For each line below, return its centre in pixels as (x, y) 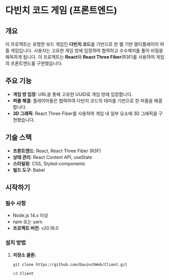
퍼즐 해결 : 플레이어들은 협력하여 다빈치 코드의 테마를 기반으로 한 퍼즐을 (83, 101)
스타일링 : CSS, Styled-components (49, 164)
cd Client (23, 274)
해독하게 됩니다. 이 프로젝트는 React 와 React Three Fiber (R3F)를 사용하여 (80, 57)
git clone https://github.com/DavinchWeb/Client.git (70, 264)
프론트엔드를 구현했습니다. (37, 63)
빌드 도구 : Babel (29, 170)
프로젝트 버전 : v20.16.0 (35, 228)
